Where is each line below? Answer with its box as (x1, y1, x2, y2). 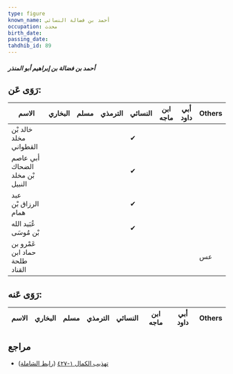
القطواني (11, 142, 39, 152)
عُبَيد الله (11, 219, 36, 229)
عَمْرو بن (11, 239, 37, 249)
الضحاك (11, 162, 34, 172)
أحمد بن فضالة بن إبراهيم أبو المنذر (8, 64, 95, 72)
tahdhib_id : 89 (8, 42, 52, 49)
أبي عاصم (11, 153, 40, 163)
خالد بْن (11, 125, 33, 134)
